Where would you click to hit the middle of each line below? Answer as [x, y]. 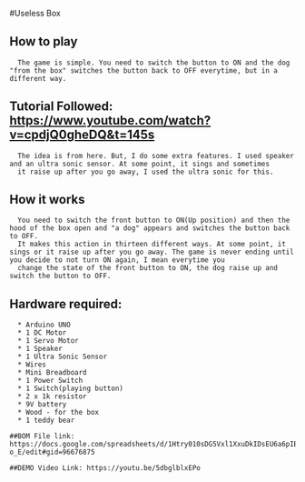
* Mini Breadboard [53, 373]
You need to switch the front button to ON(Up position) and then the [154, 221]
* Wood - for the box [59, 413]
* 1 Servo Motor [48, 341]
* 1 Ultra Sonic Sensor [62, 357]
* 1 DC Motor [42, 333]
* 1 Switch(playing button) [71, 389]
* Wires [32, 365]
